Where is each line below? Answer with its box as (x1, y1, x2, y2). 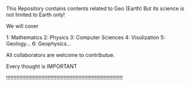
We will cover (6, 23, 39, 29)
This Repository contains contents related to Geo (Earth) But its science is (6, 5, 185, 12)
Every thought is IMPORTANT (6, 63, 77, 70)
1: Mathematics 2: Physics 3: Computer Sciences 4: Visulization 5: (6, 34, 165, 40)
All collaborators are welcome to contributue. (6, 52, 116, 58)
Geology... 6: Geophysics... (6, 40, 72, 47)
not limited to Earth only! (6, 11, 66, 18)
